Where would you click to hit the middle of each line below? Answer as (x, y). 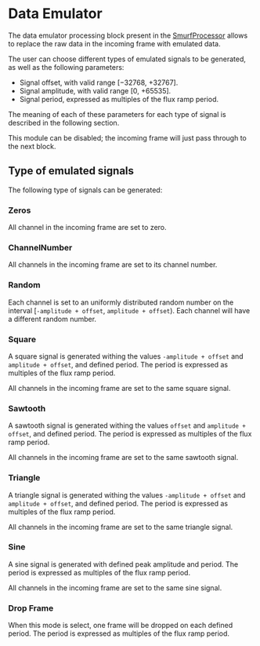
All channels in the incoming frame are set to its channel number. (113, 265)
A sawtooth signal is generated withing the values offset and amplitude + (127, 425)
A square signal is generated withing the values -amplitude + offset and (126, 356)
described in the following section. (64, 122)
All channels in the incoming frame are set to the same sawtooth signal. (123, 458)
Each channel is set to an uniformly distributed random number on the (121, 302)
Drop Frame (31, 608)
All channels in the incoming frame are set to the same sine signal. (115, 588)
